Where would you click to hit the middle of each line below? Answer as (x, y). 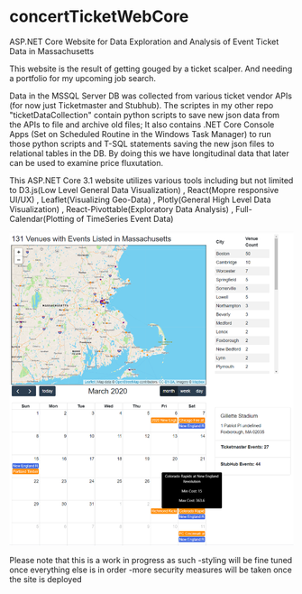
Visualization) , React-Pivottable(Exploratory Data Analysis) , (122, 209)
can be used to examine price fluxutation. (87, 162)
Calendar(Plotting (42, 218)
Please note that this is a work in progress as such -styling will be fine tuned (151, 561)
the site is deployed (46, 580)
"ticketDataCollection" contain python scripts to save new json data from (145, 115)
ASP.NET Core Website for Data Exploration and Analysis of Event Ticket (144, 42)
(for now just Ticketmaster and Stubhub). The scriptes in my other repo (142, 105)
